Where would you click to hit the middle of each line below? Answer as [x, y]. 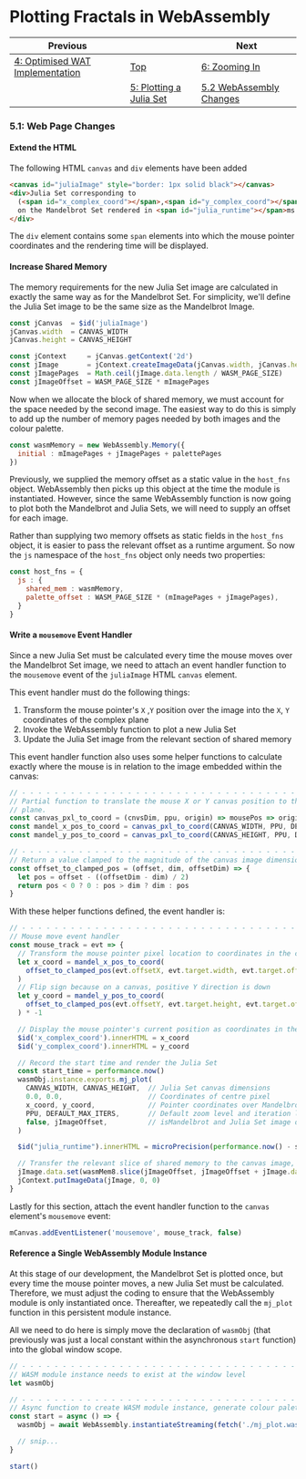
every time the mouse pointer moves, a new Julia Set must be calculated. [147, 1283]
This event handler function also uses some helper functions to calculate [146, 756]
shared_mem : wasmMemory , [75, 589]
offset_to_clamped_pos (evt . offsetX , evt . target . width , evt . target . [156, 970]
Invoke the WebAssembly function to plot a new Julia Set [129, 729]
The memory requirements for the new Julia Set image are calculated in [144, 287]
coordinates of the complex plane [86, 719]
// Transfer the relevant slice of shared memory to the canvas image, [157, 1164]
